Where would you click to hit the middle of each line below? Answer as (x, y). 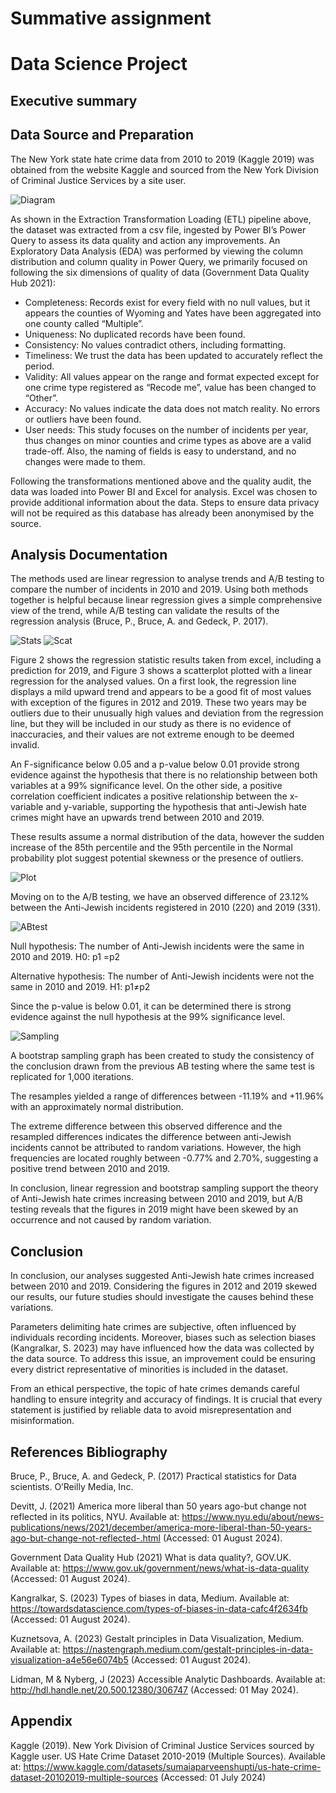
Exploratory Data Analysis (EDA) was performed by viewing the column (157, 251)
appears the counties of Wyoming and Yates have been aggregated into (173, 313)
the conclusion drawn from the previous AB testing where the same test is (162, 1066)
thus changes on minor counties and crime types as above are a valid (168, 440)
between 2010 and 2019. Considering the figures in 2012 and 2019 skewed (164, 1286)
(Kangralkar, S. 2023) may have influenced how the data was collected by (162, 1348)
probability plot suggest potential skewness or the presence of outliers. (157, 858)
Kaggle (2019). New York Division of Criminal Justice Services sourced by (162, 1745)
